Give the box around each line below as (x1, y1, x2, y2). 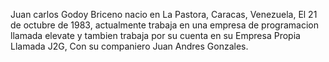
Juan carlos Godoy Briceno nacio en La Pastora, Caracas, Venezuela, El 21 (10, 9, 318, 20)
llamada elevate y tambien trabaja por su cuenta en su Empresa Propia (10, 30, 301, 41)
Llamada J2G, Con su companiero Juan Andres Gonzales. (10, 40, 249, 52)
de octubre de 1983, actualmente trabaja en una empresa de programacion (10, 19, 320, 31)
